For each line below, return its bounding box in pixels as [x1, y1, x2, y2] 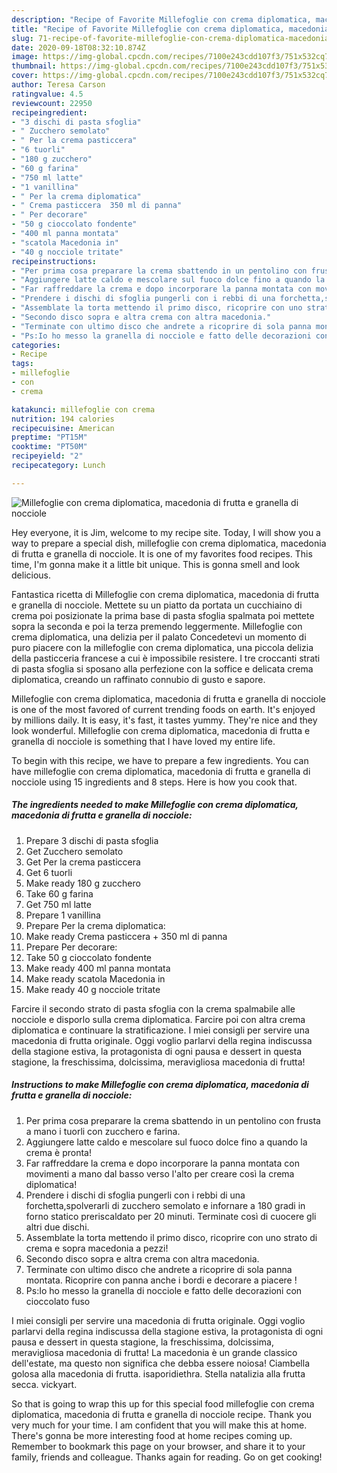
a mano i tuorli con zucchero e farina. [25, 1125, 181, 1137]
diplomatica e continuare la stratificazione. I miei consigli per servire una [11, 1024, 310, 1036]
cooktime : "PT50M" [11, 442, 88, 452]
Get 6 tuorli [25, 866, 73, 878]
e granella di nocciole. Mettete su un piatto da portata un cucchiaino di [11, 599, 303, 611]
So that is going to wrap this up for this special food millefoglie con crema [11, 1397, 315, 1410]
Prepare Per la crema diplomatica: [25, 919, 166, 931]
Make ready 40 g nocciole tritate [25, 983, 161, 995]
